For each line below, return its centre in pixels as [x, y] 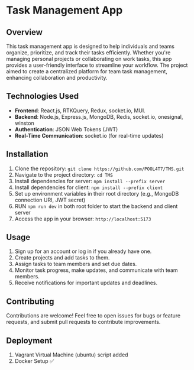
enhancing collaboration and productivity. [57, 78]
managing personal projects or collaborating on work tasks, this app [89, 59]
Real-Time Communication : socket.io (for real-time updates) [89, 135]
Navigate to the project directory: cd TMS [64, 174]
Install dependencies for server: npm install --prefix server [90, 181]
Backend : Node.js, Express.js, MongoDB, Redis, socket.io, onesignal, [99, 116]
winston [24, 123]
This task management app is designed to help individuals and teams [90, 46]
